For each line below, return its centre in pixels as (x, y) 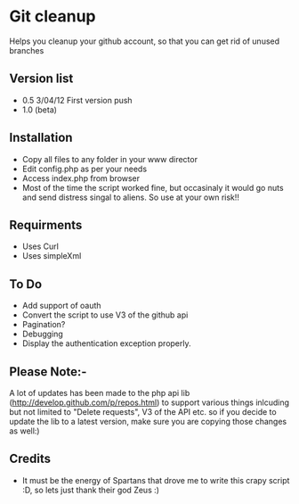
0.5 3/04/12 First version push (77, 100)
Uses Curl (40, 246)
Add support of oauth (61, 306)
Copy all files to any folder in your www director (110, 159)
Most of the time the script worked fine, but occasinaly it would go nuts (153, 187)
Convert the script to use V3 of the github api (105, 315)
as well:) (24, 431)
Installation (41, 138)
